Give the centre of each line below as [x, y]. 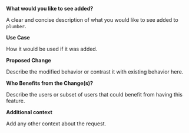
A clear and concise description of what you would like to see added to [92, 20]
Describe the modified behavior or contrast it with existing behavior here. [95, 72]
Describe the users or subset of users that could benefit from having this [94, 94]
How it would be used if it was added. [52, 49]
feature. [16, 101]
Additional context [29, 112]
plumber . [16, 26]
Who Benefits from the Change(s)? [49, 83]
